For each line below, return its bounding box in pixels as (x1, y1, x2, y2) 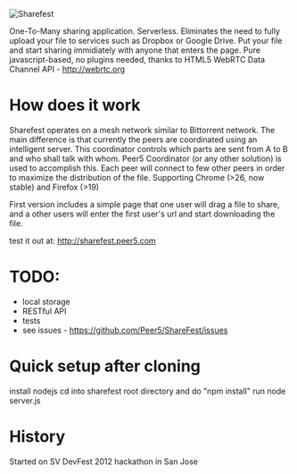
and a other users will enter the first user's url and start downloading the (9, 208, 276, 219)
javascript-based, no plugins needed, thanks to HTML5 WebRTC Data (9, 55, 266, 64)
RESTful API (21, 305, 67, 317)
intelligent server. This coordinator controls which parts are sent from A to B (9, 143, 288, 154)
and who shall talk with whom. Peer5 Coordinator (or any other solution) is (9, 153, 283, 164)
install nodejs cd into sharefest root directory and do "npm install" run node (9, 385, 286, 396)
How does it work (9, 95, 141, 115)
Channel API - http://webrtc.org (9, 63, 126, 74)
